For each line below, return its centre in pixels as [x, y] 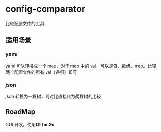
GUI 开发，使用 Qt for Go [30, 124]
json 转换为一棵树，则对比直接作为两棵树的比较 [53, 96]
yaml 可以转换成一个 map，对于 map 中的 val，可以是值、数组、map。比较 [81, 66]
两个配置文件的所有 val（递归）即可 [41, 72]
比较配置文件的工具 [25, 23]
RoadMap [21, 112]
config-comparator [46, 9]
